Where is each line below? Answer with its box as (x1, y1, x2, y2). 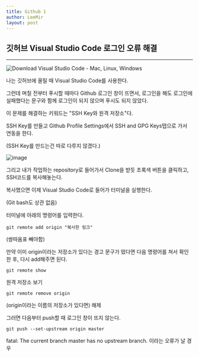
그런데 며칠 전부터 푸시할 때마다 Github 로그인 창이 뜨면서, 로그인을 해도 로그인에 (6, 90, 193, 97)
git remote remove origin (6, 291, 70, 297)
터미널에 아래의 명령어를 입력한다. (6, 212, 84, 219)
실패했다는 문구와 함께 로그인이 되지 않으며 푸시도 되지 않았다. (6, 97, 149, 104)
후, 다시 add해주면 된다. (12, 256, 68, 263)
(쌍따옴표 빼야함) (6, 235, 46, 243)
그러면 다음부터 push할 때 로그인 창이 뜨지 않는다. (6, 314, 121, 321)
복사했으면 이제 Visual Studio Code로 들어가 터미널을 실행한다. (6, 186, 152, 193)
